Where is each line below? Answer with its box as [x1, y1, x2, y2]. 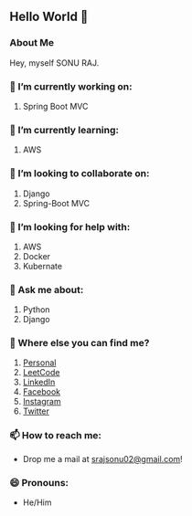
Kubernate [22, 260, 62, 271]
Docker [22, 250, 51, 261]
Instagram [22, 396, 61, 407]
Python [22, 304, 50, 315]
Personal [22, 357, 57, 368]
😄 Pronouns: [9, 476, 69, 489]
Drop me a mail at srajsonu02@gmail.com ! [22, 453, 183, 464]
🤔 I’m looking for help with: [9, 220, 131, 233]
